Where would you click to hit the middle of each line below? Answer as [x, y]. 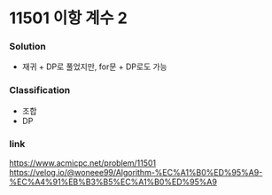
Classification [40, 90]
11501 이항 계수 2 [69, 18]
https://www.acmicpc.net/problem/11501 [83, 163]
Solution [28, 47]
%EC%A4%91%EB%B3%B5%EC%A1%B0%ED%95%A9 [113, 182]
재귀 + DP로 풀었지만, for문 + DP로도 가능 [95, 66]
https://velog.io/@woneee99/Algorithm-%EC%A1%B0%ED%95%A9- [136, 173]
